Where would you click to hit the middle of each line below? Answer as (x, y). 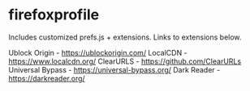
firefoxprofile (54, 15)
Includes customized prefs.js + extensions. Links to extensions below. (125, 37)
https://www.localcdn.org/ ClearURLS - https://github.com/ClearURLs (125, 61)
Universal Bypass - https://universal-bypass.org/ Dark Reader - (114, 69)
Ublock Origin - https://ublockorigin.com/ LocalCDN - (98, 52)
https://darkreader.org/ (47, 78)
